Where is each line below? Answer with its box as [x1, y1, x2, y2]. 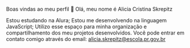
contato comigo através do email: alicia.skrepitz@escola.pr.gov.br [6, 36, 166, 42]
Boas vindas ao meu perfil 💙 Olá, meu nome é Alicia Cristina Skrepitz [6, 6, 173, 12]
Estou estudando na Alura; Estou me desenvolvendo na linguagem [6, 17, 167, 23]
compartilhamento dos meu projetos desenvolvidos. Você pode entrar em [6, 29, 185, 36]
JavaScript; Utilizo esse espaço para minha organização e [6, 23, 147, 30]
